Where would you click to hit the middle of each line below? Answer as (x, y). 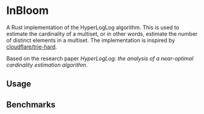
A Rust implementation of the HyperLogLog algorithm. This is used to (93, 27)
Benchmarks (31, 105)
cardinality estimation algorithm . (47, 65)
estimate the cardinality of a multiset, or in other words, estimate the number (102, 33)
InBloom (28, 11)
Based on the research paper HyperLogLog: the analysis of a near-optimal (100, 58)
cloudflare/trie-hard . (32, 47)
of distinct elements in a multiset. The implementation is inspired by (91, 40)
